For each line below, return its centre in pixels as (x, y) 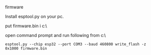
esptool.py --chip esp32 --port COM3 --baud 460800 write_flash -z (76, 44)
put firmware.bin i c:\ (26, 26)
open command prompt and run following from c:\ (56, 35)
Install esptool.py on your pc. (34, 16)
